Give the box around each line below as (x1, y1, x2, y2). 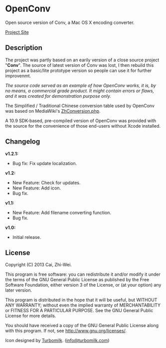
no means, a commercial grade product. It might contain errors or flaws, (5, 88, 155, 94)
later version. (5, 287, 32, 293)
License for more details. (5, 313, 56, 319)
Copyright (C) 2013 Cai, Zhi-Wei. (5, 262, 72, 268)
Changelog (5, 138, 40, 146)
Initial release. (12, 234, 41, 240)
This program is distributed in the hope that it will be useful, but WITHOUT (5, 297, 158, 303)
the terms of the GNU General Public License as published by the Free (5, 277, 150, 283)
